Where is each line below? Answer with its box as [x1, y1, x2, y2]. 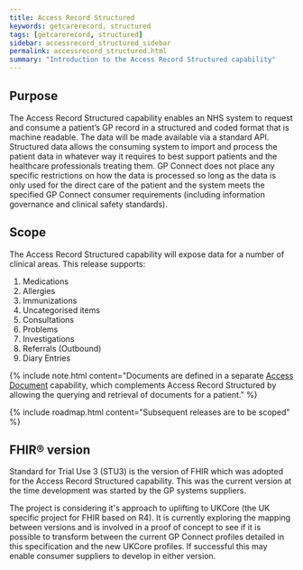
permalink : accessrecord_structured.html [9, 47, 168, 56]
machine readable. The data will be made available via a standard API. [9, 132, 270, 142]
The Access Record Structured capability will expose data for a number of [9, 249, 285, 260]
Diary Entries [22, 353, 71, 363]
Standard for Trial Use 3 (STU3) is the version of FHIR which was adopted [9, 466, 284, 477]
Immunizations [22, 295, 78, 306]
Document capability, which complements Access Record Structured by [9, 380, 277, 391]
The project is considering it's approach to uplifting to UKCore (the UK [9, 502, 271, 514]
